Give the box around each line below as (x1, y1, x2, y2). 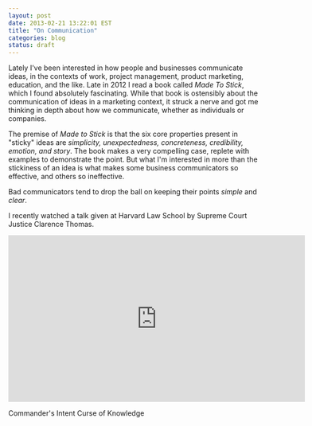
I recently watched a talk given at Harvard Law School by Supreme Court (8, 211, 248, 221)
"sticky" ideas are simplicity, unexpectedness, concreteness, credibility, (8, 138, 244, 147)
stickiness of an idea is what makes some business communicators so (8, 163, 239, 173)
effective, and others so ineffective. (8, 172, 125, 182)
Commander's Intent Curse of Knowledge (8, 408, 145, 418)
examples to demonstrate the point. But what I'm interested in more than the (8, 154, 258, 164)
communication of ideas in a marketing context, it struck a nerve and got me (8, 97, 259, 107)
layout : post (8, 11, 52, 20)
